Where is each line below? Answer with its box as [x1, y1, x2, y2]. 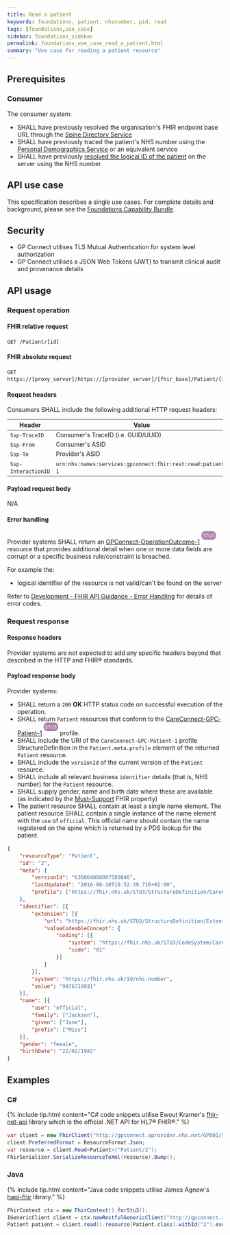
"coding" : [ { [55, 932, 94, 939]
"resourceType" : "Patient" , [19, 852, 99, 859]
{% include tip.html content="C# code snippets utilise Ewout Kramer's [7, 1110, 205, 1118]
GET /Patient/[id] [7, 338, 60, 345]
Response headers [7, 634, 62, 642]
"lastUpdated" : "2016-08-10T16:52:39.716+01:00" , [31, 881, 176, 888]
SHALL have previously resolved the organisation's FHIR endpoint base [16, 123, 218, 131]
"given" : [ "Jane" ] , [31, 1019, 88, 1026]
